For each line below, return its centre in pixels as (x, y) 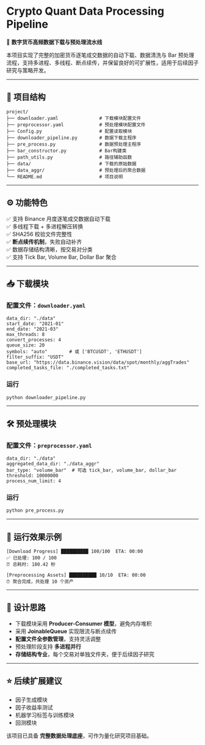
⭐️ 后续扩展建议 (34, 681)
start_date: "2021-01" (35, 324)
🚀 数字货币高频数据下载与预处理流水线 (54, 42)
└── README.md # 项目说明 (65, 177)
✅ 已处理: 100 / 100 (31, 558)
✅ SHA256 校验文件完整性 (39, 234)
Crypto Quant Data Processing (85, 11)
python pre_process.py (35, 511)
